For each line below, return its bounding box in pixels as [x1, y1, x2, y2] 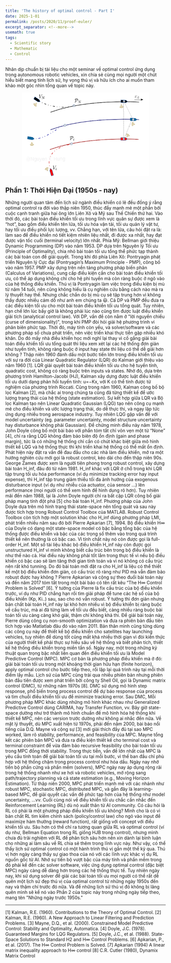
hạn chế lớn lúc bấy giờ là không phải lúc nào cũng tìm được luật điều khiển [5, 308, 164, 314]
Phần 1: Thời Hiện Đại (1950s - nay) [5, 186, 119, 195]
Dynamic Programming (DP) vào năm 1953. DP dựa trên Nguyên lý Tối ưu [5, 243, 159, 249]
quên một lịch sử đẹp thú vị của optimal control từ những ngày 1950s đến [5, 878, 159, 884]
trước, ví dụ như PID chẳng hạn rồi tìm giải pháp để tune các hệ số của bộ [5, 590, 159, 597]
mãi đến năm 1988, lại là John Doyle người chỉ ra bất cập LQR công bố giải [5, 493, 161, 499]
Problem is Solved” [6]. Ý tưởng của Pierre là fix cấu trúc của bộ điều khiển [5, 585, 163, 591]
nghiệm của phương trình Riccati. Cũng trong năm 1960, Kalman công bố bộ [5, 384, 164, 391]
